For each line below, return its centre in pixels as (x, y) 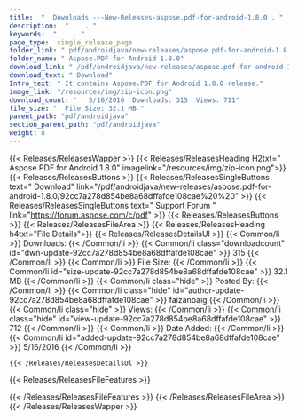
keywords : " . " (47, 34)
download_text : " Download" (61, 75)
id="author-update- (208, 290)
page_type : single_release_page (71, 42)
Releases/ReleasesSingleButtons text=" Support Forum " (113, 205)
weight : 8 (27, 133)
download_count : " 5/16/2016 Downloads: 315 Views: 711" (125, 100)
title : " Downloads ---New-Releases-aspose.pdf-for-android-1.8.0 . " (146, 17)
